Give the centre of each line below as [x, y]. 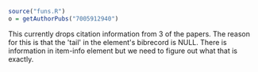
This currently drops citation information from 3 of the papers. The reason [129, 34]
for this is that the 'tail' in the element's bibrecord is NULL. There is [118, 42]
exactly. [21, 59]
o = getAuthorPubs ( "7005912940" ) [64, 19]
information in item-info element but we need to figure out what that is [123, 51]
